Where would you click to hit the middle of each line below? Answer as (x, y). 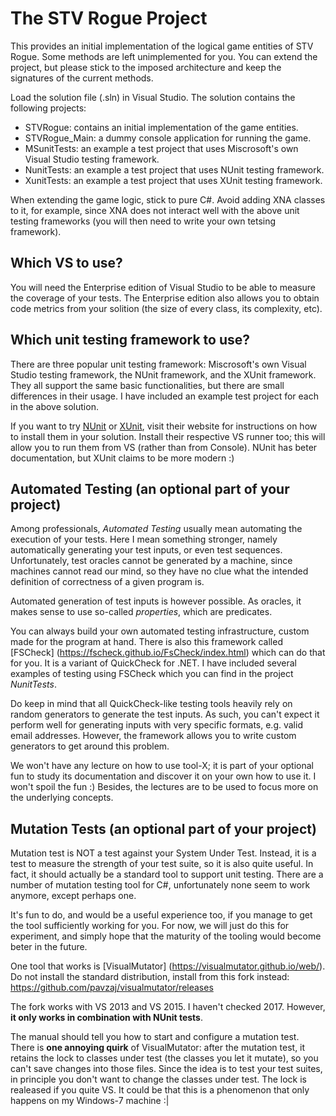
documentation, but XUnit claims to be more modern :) (122, 458)
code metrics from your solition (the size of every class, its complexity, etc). (166, 308)
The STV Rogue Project (109, 18)
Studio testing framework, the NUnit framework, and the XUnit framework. (163, 374)
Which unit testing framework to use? (130, 340)
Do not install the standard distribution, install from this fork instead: (150, 977)
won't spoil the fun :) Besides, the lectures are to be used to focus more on (164, 787)
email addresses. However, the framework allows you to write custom (153, 736)
